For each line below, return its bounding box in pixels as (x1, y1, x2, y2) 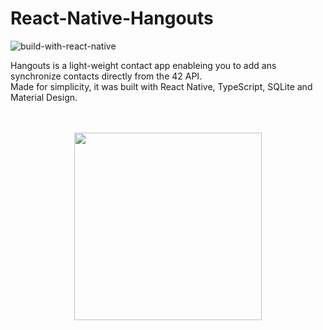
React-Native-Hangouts (10, 7, 214, 30)
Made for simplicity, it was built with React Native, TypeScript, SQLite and (10, 80, 313, 92)
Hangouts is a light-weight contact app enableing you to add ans (10, 59, 277, 71)
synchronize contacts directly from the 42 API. (10, 70, 203, 82)
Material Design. (10, 91, 78, 103)
